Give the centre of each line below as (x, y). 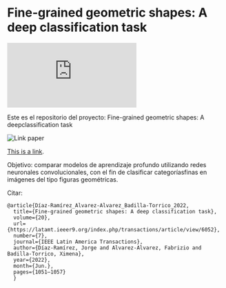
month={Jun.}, (33, 266)
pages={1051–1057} (40, 272)
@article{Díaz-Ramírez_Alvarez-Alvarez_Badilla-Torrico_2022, (98, 205)
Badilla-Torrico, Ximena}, (46, 253)
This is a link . (26, 151)
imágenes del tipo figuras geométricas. (63, 179)
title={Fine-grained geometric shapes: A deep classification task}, (115, 211)
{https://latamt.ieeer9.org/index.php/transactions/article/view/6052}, (114, 229)
